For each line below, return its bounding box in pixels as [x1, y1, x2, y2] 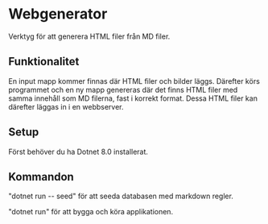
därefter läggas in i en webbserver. [8, 102, 124, 111]
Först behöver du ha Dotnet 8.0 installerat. [8, 147, 149, 156]
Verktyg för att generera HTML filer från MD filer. [8, 31, 171, 41]
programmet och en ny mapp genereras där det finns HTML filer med [8, 85, 238, 94]
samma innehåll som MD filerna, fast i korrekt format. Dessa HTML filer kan [8, 93, 258, 103]
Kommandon [8, 170, 74, 184]
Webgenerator [8, 5, 108, 23]
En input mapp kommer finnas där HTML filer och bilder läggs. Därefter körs [8, 76, 260, 85]
